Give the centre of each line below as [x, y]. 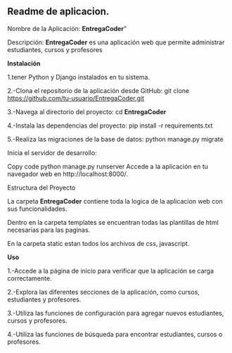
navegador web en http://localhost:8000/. [68, 174]
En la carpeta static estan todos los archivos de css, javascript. [98, 243]
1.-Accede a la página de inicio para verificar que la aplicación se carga [111, 271]
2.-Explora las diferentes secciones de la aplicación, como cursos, [104, 292]
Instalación [24, 63]
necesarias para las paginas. [49, 230]
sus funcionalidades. [38, 209]
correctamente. [30, 278]
